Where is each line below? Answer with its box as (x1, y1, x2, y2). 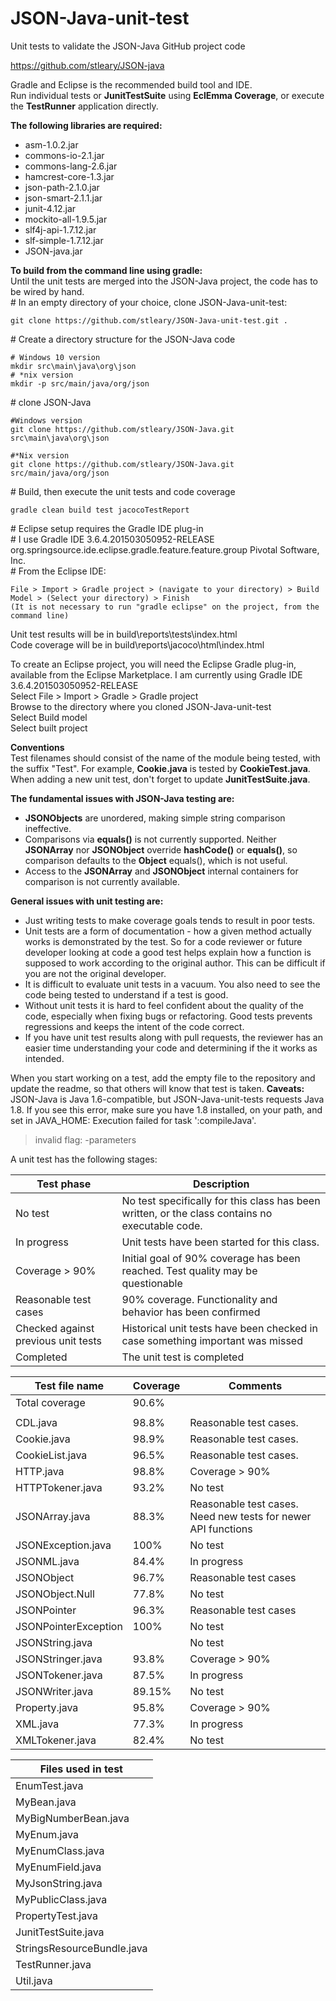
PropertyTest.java (15, 1908, 98, 1922)
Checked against (15, 1321, 95, 1335)
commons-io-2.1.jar (24, 149, 105, 161)
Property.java (15, 1700, 79, 1714)
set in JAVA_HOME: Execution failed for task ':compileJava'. (10, 1114, 257, 1126)
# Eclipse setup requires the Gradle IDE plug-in (10, 522, 204, 534)
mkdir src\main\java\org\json (10, 361, 137, 371)
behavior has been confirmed (121, 1305, 261, 1319)
